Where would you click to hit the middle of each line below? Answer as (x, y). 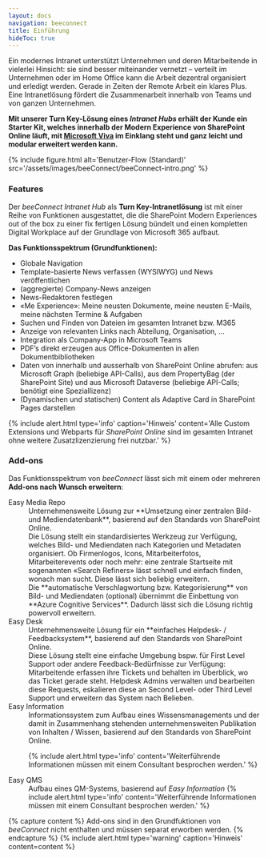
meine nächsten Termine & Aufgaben (81, 314)
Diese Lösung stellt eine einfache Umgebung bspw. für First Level (137, 655)
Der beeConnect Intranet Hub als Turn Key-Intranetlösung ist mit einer (126, 206)
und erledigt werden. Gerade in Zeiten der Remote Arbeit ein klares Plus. (128, 86)
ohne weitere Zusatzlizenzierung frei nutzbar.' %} (90, 440)
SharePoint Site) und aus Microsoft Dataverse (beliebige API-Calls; (130, 382)
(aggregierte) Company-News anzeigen (86, 288)
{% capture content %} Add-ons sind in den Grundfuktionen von (115, 820)
